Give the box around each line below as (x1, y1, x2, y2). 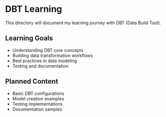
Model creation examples (12, 95, 64, 102)
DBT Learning (5, 3, 62, 15)
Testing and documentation (12, 63, 68, 69)
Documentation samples (12, 106, 62, 112)
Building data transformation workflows (12, 52, 93, 58)
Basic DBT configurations (12, 90, 64, 96)
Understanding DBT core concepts (12, 47, 83, 53)
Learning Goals (5, 34, 54, 42)
